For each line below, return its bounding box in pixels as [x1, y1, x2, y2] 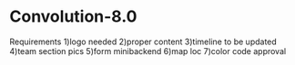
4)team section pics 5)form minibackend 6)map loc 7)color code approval [9, 45, 287, 56]
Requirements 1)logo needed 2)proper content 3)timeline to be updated [9, 36, 278, 47]
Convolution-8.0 [9, 6, 137, 27]
